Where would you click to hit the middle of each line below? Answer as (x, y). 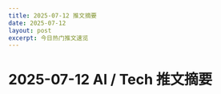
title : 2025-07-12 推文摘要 (53, 16)
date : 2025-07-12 (37, 23)
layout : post (30, 30)
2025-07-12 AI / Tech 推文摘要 (110, 80)
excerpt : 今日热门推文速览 (48, 38)
